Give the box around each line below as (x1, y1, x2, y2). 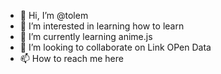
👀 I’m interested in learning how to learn (19, 20, 185, 32)
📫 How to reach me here (19, 53, 124, 64)
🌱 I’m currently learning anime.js (19, 31, 153, 42)
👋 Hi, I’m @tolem (19, 10, 89, 21)
